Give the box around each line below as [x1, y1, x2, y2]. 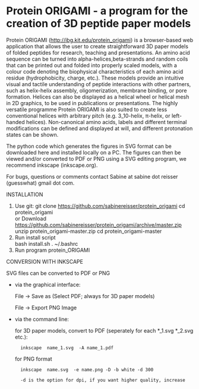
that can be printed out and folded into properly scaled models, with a [6, 61, 177, 69]
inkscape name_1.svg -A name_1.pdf [20, 344, 114, 351]
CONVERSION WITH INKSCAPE [6, 258, 83, 265]
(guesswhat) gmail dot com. [6, 179, 75, 186]
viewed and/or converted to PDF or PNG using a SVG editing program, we [6, 155, 187, 162]
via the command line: [14, 315, 70, 322]
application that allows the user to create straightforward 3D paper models [6, 43, 189, 50]
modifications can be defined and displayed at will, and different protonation [6, 125, 193, 132]
